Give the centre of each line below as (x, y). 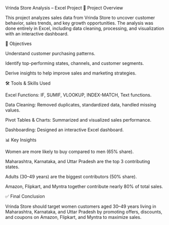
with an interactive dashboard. (37, 34)
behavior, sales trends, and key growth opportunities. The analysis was (79, 23)
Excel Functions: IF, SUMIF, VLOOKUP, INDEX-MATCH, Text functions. (78, 95)
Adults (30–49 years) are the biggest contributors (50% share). (71, 177)
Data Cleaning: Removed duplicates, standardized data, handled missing (81, 105)
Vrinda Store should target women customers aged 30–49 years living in (81, 206)
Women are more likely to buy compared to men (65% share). (70, 152)
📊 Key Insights (21, 140)
